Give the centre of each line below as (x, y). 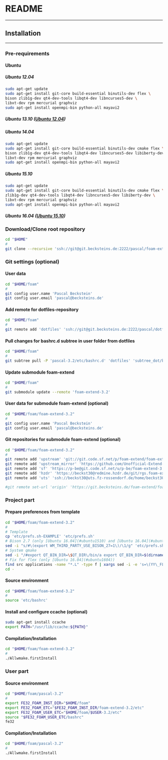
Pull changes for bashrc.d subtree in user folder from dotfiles (70, 341)
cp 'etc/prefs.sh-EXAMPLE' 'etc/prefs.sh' (50, 537)
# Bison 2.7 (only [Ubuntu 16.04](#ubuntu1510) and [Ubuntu (69, 541)
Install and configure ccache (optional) (46, 612)
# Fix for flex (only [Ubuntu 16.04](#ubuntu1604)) (60, 560)
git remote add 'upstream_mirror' (41, 464)
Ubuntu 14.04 (19, 131)
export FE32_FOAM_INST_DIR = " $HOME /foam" (48, 703)
